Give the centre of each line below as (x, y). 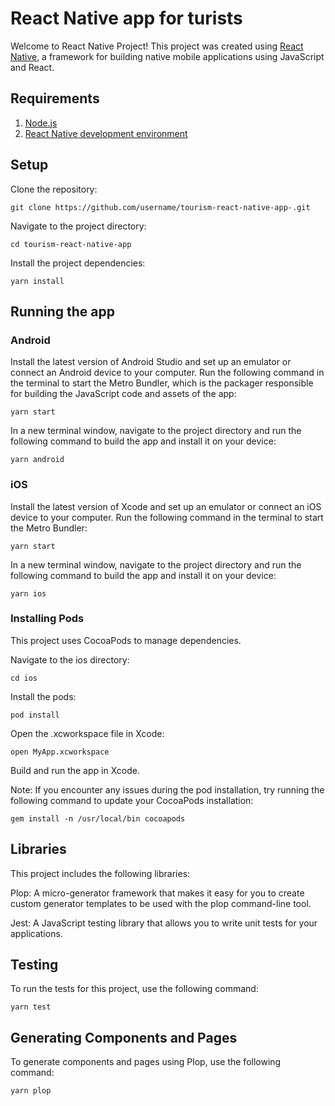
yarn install (37, 281)
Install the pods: (43, 696)
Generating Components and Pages (124, 1037)
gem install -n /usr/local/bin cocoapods (98, 818)
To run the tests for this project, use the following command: (134, 989)
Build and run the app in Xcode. (75, 770)
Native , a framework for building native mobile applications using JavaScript (167, 56)
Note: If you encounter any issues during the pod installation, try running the (167, 789)
